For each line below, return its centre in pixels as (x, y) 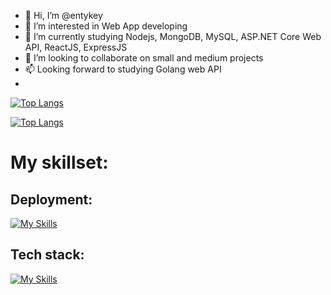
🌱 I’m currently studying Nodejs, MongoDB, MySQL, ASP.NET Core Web (173, 36)
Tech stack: (47, 255)
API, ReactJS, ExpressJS (76, 47)
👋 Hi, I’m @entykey (63, 15)
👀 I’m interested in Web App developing (106, 26)
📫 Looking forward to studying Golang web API (123, 69)
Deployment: (51, 199)
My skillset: (59, 162)
